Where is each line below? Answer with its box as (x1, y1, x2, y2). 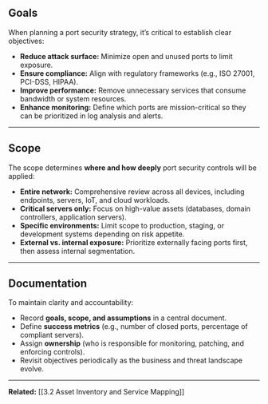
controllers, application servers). (19, 212, 128, 222)
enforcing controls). (19, 347, 85, 357)
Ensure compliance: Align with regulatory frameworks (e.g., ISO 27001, (19, 68, 255, 78)
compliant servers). (19, 331, 85, 340)
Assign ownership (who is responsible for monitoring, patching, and (19, 339, 245, 348)
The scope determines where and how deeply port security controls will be (8, 163, 258, 172)
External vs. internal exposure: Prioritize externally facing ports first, (19, 237, 248, 247)
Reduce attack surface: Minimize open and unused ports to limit (19, 51, 233, 61)
